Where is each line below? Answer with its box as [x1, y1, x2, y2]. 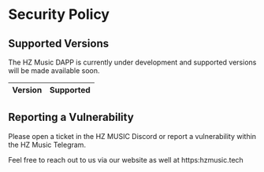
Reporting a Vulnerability [8, 111, 134, 124]
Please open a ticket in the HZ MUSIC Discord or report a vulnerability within [8, 131, 257, 141]
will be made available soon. [8, 66, 100, 75]
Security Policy [8, 5, 110, 24]
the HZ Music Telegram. [8, 140, 87, 149]
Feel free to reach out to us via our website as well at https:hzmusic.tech [8, 155, 244, 164]
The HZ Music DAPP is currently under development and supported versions [8, 57, 257, 67]
